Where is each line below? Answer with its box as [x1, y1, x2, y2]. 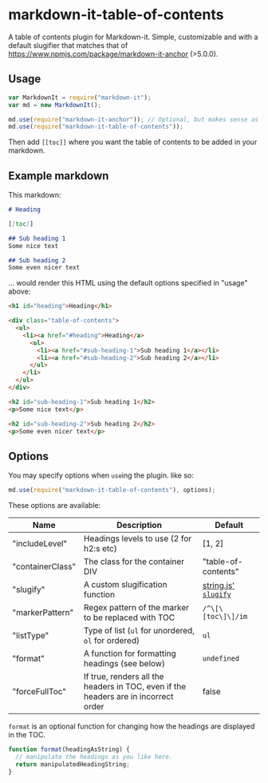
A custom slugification [83, 579, 167, 590]
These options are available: [8, 501, 101, 510]
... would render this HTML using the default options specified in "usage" [8, 278, 248, 288]
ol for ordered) [83, 635, 140, 646]
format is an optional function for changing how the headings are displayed [8, 721, 255, 731]
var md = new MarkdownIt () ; [8, 101, 102, 109]
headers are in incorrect [83, 691, 174, 702]
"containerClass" [12, 561, 77, 573]
